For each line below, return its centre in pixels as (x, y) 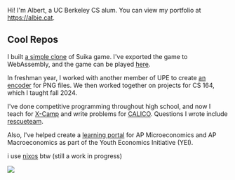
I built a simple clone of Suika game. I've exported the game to (98, 56)
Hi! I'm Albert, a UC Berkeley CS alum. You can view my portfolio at (104, 10)
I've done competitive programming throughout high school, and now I (109, 106)
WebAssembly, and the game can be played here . (79, 64)
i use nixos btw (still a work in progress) (65, 156)
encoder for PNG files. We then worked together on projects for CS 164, (111, 85)
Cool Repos (33, 40)
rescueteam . (25, 121)
